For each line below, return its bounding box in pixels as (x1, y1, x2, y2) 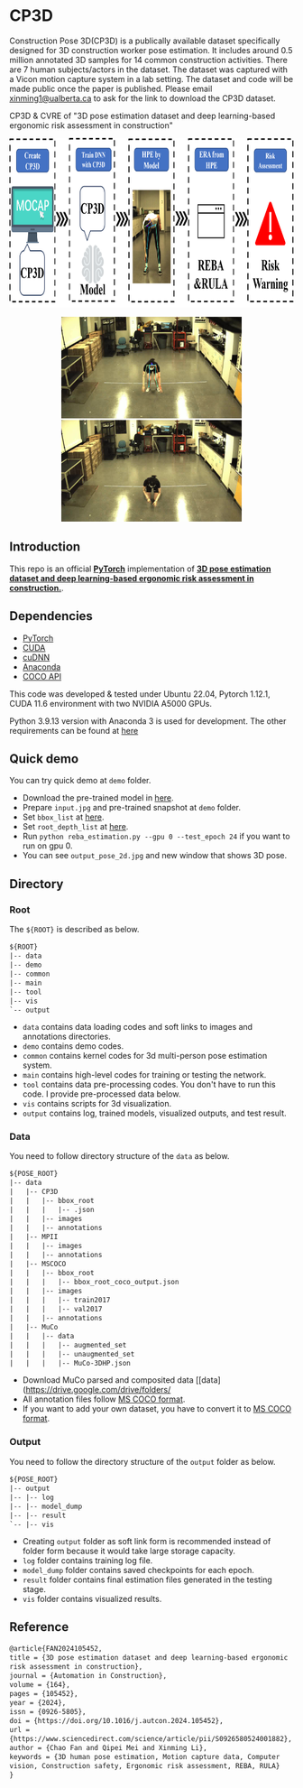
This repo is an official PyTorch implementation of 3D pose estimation (9, 563, 271, 574)
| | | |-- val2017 (9, 1305, 103, 1314)
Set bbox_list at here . (22, 811, 105, 822)
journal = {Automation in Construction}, (9, 1672, 168, 1681)
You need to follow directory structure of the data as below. (9, 1151, 230, 1162)
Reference (9, 1619, 69, 1635)
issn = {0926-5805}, (9, 1708, 87, 1717)
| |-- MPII (9, 1233, 59, 1242)
